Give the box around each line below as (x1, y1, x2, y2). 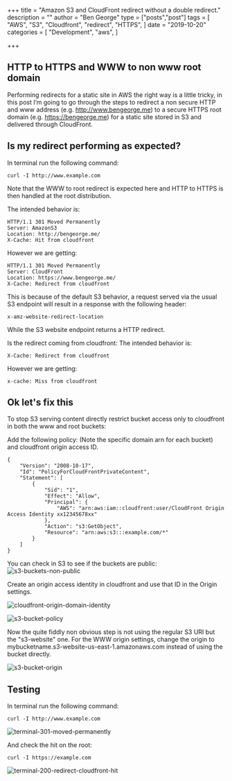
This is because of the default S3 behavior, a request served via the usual (7, 292, 217, 301)
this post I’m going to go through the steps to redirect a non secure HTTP (7, 98, 216, 106)
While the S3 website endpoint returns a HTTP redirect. (7, 325, 166, 333)
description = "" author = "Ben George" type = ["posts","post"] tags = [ (7, 13, 210, 21)
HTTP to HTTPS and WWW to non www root (7, 62, 202, 73)
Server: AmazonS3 (7, 225, 57, 231)
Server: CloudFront (7, 268, 64, 275)
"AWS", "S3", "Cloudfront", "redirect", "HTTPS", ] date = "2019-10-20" (7, 21, 206, 28)
